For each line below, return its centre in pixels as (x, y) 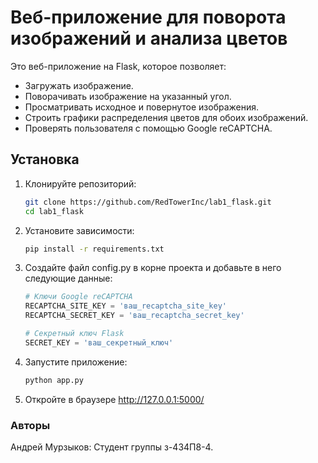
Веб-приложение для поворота (148, 17)
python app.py (54, 380)
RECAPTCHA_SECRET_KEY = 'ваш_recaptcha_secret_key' (134, 316)
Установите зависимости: (79, 230)
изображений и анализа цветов (149, 38)
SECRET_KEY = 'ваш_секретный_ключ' (99, 342)
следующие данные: (68, 278)
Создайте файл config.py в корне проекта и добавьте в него (153, 268)
